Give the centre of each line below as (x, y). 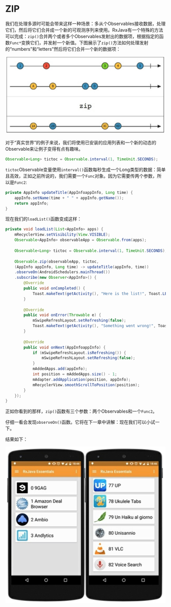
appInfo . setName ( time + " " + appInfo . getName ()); (69, 198)
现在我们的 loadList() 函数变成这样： (44, 219)
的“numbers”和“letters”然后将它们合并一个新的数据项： (63, 49)
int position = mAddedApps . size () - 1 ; (75, 374)
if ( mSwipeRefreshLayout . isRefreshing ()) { (79, 353)
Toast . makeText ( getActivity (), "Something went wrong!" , (94, 326)
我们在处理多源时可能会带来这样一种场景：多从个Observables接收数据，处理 (85, 23)
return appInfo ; (32, 203)
